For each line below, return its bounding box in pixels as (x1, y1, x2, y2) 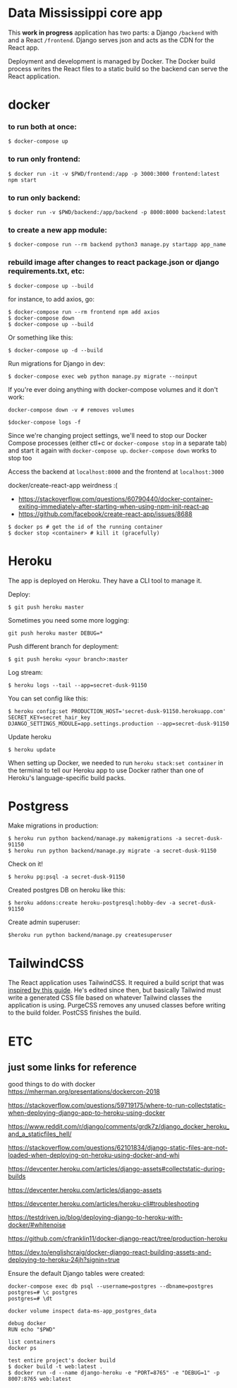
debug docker (8, 1320, 47, 1327)
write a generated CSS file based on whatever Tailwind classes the (8, 993, 202, 1002)
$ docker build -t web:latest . (8, 1363, 103, 1370)
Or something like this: (8, 333, 73, 342)
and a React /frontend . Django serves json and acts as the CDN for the (8, 35, 214, 44)
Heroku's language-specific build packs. (8, 773, 126, 782)
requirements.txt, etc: (8, 266, 85, 276)
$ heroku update (8, 746, 56, 753)
